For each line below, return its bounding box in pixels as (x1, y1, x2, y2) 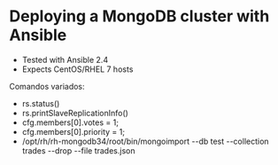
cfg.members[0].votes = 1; (21, 117, 120, 128)
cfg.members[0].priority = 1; (21, 126, 126, 137)
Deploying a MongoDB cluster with (9, 6, 270, 27)
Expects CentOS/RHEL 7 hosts (21, 64, 134, 75)
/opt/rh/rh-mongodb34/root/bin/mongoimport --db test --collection (21, 136, 269, 146)
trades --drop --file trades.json (21, 145, 135, 156)
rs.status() (21, 98, 60, 108)
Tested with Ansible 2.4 (21, 54, 109, 65)
